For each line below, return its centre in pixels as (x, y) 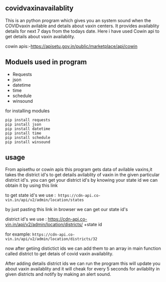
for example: (18, 234)
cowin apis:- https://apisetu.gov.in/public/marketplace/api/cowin (71, 46)
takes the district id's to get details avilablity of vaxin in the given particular (82, 175)
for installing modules (28, 111)
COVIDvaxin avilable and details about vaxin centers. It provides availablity (82, 26)
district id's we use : (26, 219)
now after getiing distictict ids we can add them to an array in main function (83, 248)
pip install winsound (28, 142)
